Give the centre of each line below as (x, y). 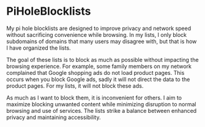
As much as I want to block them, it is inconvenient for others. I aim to (94, 98)
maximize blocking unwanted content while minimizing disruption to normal (101, 104)
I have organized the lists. (39, 48)
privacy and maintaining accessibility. (54, 117)
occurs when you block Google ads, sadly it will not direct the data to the (98, 79)
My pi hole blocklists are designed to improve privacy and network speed (99, 28)
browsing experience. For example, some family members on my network (99, 66)
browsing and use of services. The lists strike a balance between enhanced (102, 110)
